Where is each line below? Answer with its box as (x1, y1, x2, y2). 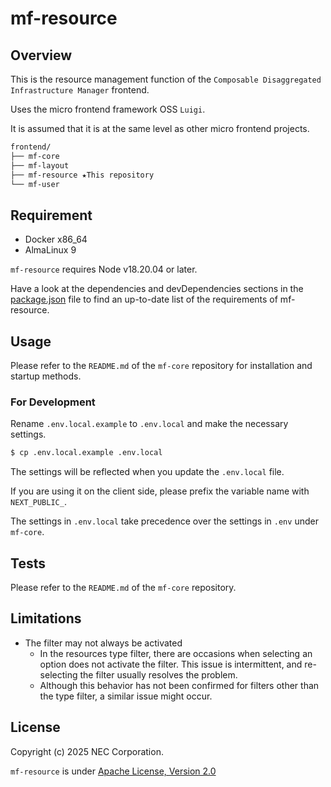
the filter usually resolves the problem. (79, 668, 238, 681)
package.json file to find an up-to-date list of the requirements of (10, 293, 278, 306)
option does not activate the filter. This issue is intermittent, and (39, 658, 303, 670)
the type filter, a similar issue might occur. (39, 690, 213, 702)
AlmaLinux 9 (24, 244, 77, 256)
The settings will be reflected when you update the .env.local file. (10, 466, 285, 478)
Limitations (10, 610, 82, 627)
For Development (10, 395, 96, 409)
